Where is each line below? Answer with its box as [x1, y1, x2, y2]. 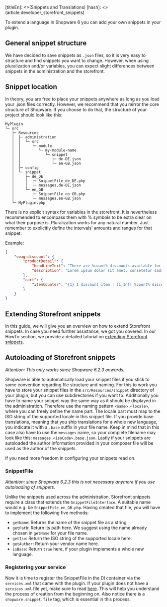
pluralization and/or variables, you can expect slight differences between [5, 62, 155, 69]
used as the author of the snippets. [5, 445, 77, 451]
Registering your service [5, 564, 66, 571]
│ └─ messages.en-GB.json [11, 196, 81, 201]
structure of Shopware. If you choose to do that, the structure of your [5, 106, 147, 112]
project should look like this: [5, 112, 63, 118]
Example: [5, 240, 24, 246]
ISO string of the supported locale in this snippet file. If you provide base [5, 413, 154, 419]
